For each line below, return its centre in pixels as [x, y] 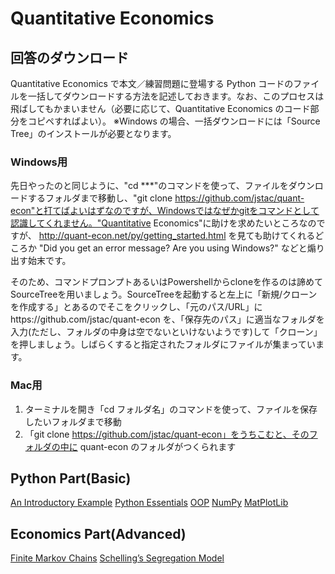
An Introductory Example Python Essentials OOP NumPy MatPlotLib [149, 503]
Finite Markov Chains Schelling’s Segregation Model [117, 558]
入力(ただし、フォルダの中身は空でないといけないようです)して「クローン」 [166, 332]
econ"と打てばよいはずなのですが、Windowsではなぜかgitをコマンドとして [165, 211]
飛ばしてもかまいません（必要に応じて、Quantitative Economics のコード [160, 108]
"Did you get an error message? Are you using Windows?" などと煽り [181, 248]
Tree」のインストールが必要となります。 [93, 133]
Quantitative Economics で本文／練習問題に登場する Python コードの [152, 83]
